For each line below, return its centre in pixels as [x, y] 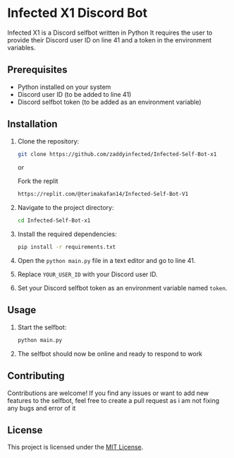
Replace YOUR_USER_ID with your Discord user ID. [87, 274]
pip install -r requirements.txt [67, 247]
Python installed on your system [64, 87]
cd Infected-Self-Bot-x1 [54, 221]
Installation [32, 124]
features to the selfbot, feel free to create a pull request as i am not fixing [113, 400]
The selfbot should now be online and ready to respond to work [110, 353]
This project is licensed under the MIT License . [75, 447]
